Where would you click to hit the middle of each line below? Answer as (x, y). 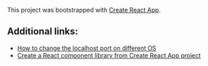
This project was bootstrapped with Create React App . (84, 10)
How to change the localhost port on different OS (86, 48)
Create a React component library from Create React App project (109, 55)
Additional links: (43, 31)
